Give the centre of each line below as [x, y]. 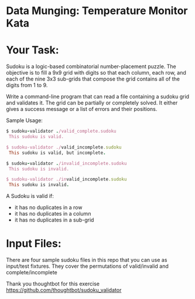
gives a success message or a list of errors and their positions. [82, 109]
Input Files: [34, 243]
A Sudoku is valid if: [30, 196]
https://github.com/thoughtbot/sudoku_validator [64, 290]
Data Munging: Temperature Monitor [97, 11]
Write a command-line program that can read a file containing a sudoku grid [97, 97]
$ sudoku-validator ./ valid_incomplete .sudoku [64, 147]
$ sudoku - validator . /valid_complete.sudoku [61, 131]
